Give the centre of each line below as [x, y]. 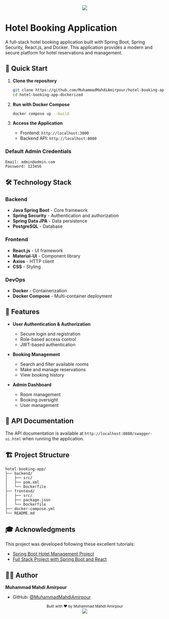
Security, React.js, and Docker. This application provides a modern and [79, 47]
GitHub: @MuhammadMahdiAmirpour [52, 597]
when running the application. [53, 438]
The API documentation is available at [44, 433]
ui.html [13, 439]
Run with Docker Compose [41, 104]
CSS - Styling [27, 267]
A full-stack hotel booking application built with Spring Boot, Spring [75, 42]
